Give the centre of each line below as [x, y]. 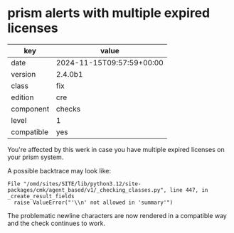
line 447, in [189, 190]
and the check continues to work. [56, 223]
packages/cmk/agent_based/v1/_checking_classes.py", [87, 190]
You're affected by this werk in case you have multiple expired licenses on [116, 149]
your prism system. [36, 157]
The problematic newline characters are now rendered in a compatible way [117, 215]
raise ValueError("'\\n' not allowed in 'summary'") [94, 202]
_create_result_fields [41, 196]
